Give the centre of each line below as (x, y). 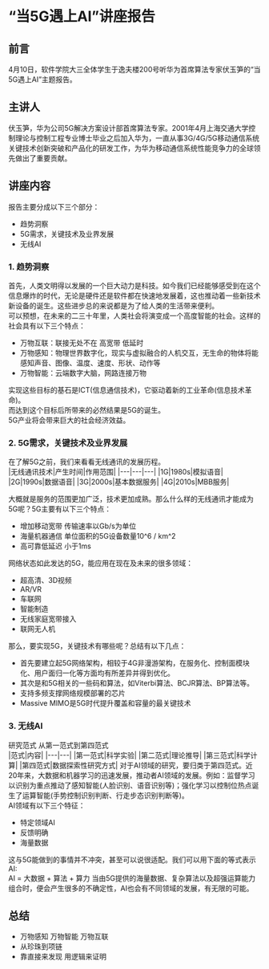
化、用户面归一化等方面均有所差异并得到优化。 (97, 673)
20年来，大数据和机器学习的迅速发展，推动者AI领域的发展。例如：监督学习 (132, 775)
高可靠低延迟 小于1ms (56, 546)
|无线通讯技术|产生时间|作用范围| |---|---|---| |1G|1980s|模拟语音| (116, 472)
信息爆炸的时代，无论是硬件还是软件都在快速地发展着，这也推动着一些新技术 (134, 295)
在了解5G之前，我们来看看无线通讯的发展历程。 (87, 462)
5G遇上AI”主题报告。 (43, 79)
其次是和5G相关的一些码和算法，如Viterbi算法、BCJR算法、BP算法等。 (137, 683)
